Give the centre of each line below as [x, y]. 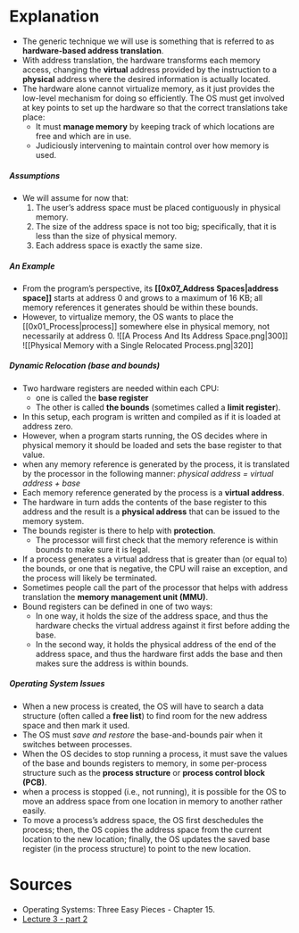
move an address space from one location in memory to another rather [152, 801]
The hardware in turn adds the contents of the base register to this [145, 502]
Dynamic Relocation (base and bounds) [85, 366]
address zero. [47, 426]
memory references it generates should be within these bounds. [140, 307]
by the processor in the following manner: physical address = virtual [148, 473]
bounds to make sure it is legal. [93, 549]
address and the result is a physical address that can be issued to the [151, 512]
